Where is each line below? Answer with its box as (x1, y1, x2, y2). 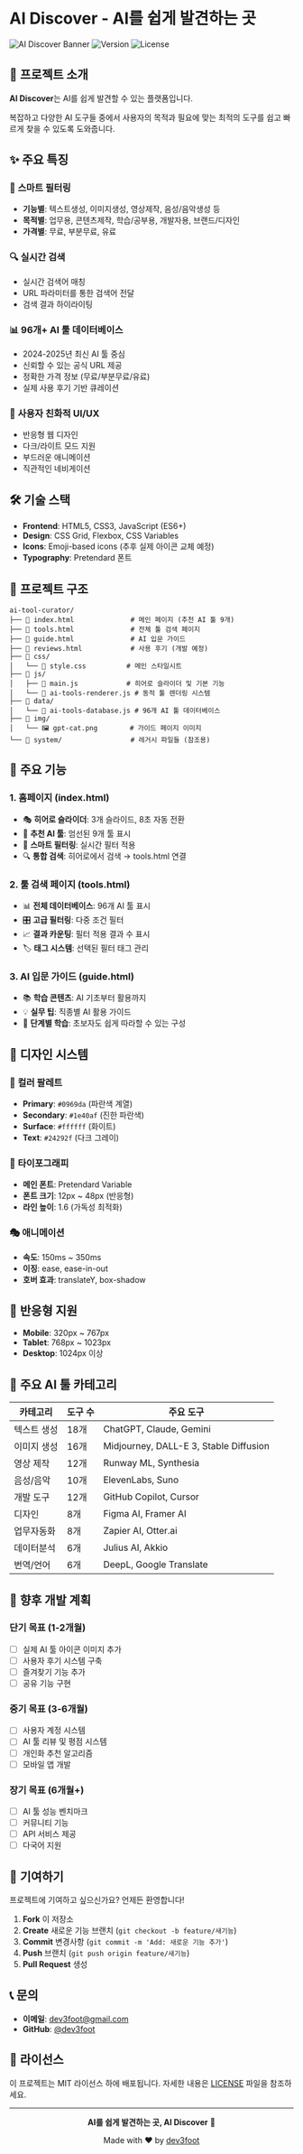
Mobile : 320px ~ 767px (22, 1328, 110, 1339)
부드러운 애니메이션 (22, 452, 91, 463)
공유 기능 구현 (22, 1678, 71, 1689)
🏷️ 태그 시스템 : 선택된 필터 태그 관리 (22, 942, 149, 953)
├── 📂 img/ (9, 714, 50, 723)
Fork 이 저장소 (22, 1913, 74, 1924)
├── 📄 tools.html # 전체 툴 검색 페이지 (9, 625, 201, 634)
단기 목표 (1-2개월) (9, 1621, 87, 1634)
